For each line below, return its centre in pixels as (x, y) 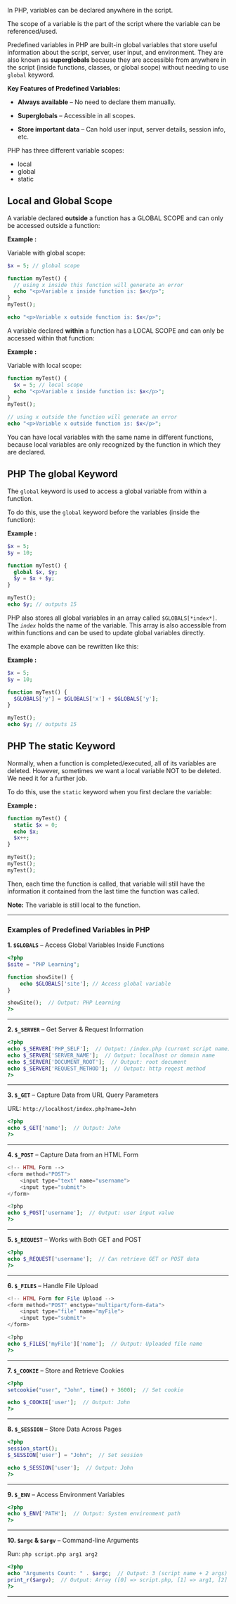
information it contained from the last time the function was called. (104, 891)
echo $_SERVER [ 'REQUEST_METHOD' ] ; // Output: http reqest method (106, 1069)
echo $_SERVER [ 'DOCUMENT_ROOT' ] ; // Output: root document (97, 1062)
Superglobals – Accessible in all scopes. (76, 116)
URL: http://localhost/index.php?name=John (72, 1109)
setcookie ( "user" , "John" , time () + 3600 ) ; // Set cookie (96, 1390)
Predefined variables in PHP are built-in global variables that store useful (112, 45)
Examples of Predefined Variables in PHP (79, 929)
